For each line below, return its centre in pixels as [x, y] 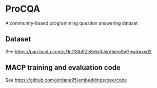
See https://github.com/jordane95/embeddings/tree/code [66, 80]
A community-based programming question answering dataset [72, 23]
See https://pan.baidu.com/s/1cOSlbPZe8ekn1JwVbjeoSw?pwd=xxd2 [78, 51]
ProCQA [23, 9]
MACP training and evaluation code [63, 68]
